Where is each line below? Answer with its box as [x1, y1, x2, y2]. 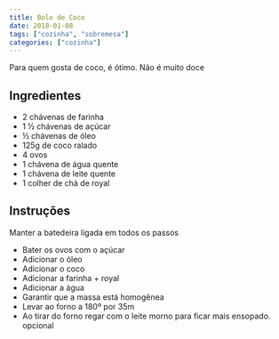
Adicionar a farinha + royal [21, 272, 120, 283]
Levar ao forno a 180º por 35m [21, 301, 135, 311]
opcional [21, 319, 55, 330]
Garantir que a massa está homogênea [21, 291, 164, 303]
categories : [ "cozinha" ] [9, 37, 101, 47]
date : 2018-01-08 [9, 21, 74, 30]
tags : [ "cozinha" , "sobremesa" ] [9, 29, 129, 38]
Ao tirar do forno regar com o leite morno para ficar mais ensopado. [21, 311, 271, 321]
